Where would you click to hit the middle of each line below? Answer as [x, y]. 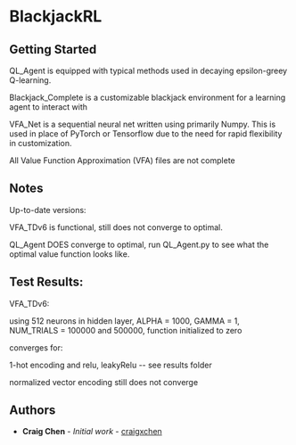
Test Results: [46, 282]
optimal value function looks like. [70, 254]
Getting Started [53, 49]
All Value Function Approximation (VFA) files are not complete [123, 161]
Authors [33, 411]
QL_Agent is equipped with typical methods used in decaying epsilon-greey [148, 70]
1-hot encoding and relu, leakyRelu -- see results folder [111, 365]
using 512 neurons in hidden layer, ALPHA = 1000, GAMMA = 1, [125, 321]
